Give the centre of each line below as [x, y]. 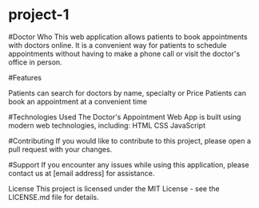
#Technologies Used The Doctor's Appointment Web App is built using [125, 116]
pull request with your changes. [60, 149]
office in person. [35, 62]
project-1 [39, 15]
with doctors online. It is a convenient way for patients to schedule [118, 45]
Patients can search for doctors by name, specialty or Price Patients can [127, 92]
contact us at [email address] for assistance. [82, 173]
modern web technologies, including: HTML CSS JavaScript [107, 125]
